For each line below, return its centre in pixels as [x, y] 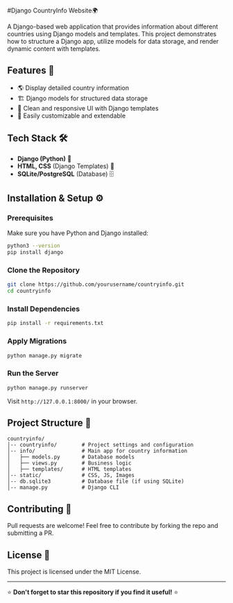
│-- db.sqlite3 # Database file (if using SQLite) [96, 482]
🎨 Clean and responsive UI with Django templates [88, 108]
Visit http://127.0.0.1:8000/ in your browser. [72, 401]
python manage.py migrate [44, 355]
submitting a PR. [31, 533]
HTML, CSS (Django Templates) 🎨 [66, 166]
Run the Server [33, 373]
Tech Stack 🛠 [37, 138]
